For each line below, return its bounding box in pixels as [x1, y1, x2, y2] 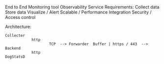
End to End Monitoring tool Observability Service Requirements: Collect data [5, 4, 160, 10]
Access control [5, 15, 36, 20]
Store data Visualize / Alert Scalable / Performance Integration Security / [5, 9, 152, 15]
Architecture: [5, 24, 32, 30]
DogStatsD [5, 54, 26, 59]
